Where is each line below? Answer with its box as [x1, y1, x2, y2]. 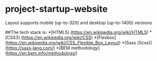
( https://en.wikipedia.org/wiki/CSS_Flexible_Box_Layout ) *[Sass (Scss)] [5, 39, 153, 45]
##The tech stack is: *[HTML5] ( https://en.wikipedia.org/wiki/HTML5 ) [5, 29, 149, 35]
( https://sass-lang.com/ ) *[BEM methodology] [5, 45, 100, 51]
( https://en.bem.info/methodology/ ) [5, 50, 78, 56]
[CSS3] [5, 34, 20, 40]
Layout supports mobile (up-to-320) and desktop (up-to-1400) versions [5, 20, 153, 26]
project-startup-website [5, 3, 108, 15]
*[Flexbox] [93, 34, 116, 40]
